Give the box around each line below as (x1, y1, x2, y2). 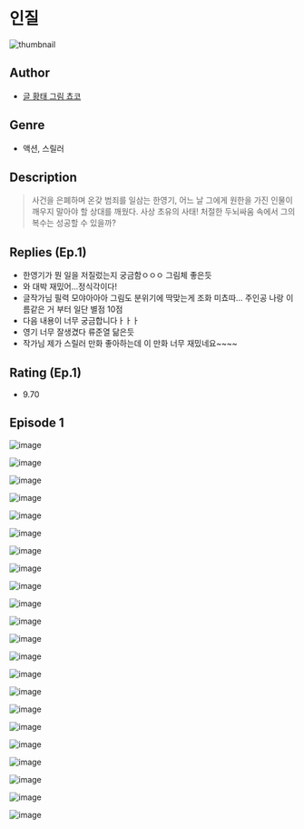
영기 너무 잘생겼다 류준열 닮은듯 (22, 326, 134, 337)
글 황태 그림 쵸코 (22, 90, 82, 101)
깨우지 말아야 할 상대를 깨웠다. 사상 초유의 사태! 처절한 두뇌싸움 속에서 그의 (31, 206, 296, 217)
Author (9, 65, 50, 81)
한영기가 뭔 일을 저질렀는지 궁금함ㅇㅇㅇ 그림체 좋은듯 (22, 270, 212, 281)
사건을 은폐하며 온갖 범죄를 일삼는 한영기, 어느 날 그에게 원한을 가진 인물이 (31, 195, 293, 205)
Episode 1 (9, 415, 65, 431)
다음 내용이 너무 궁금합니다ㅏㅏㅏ (22, 315, 140, 326)
